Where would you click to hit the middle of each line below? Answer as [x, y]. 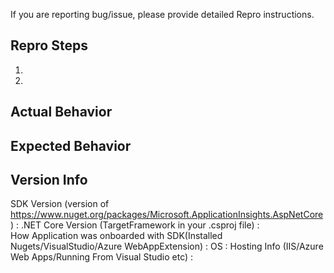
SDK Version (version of [60, 204]
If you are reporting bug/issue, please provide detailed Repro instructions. [162, 14]
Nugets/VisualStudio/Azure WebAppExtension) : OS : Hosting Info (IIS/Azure [167, 246]
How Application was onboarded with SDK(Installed [116, 236]
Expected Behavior [71, 145]
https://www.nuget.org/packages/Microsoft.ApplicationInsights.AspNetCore [167, 215]
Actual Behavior [61, 112]
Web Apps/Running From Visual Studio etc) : [102, 257]
